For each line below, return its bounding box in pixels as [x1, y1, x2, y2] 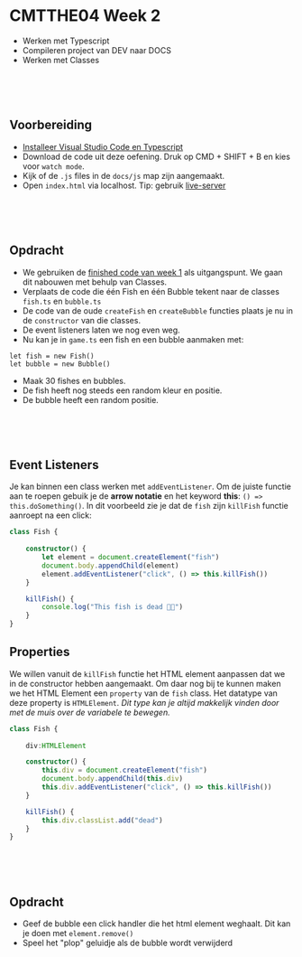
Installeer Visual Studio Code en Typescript [22, 141, 183, 152]
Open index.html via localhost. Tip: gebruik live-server [22, 180, 226, 191]
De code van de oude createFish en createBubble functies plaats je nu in [22, 305, 293, 316]
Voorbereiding [9, 117, 93, 133]
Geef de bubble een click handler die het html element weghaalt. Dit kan [22, 918, 291, 929]
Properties [9, 644, 70, 660]
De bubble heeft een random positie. [22, 394, 160, 405]
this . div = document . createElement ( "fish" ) [41, 765, 207, 775]
